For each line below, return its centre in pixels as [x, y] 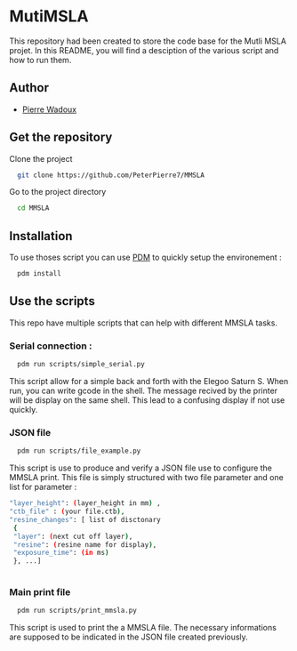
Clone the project [41, 158]
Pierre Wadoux [49, 109]
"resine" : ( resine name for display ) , [85, 544]
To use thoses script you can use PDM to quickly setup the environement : [145, 257]
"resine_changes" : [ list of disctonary [85, 519]
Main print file [40, 591]
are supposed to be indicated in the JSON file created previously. [129, 637]
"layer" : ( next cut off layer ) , [73, 536]
